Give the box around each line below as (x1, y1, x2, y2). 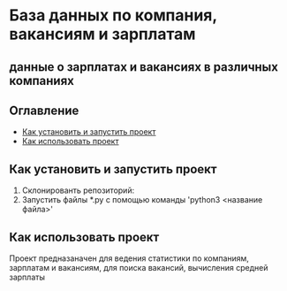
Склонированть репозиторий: (21, 185, 135, 195)
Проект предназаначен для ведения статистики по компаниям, (9, 253, 250, 264)
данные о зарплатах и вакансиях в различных (9, 59, 278, 74)
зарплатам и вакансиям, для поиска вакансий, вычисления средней (9, 263, 268, 273)
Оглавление (9, 103, 79, 118)
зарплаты (9, 272, 46, 283)
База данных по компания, (9, 5, 218, 26)
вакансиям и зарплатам (9, 24, 196, 44)
